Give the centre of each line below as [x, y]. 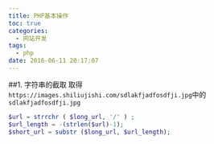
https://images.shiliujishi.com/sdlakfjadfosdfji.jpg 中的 [107, 94]
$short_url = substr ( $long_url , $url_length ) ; [90, 132]
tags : [17, 46]
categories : [28, 31]
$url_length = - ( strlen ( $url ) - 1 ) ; [66, 124]
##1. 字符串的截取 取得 [45, 84]
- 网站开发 [31, 38]
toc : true [25, 23]
